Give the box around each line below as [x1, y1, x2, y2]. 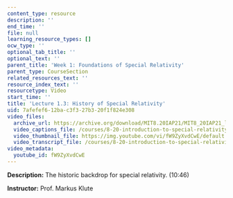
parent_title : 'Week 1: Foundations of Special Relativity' [7, 62, 185, 69]
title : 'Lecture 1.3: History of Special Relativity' [7, 100, 166, 107]
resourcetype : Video [7, 87, 67, 94]
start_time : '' [7, 94, 51, 101]
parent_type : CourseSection [7, 68, 89, 75]
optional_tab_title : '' [7, 49, 76, 56]
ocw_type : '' [7, 42, 45, 49]
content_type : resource [7, 10, 76, 17]
